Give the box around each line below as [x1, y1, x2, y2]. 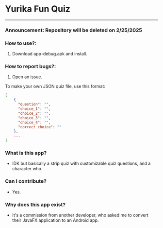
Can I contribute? [5, 178, 47, 185]
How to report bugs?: [5, 63, 56, 70]
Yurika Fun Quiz [5, 3, 70, 15]
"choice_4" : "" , [17, 120, 51, 125]
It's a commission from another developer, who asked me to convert [12, 212, 149, 218]
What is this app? [5, 150, 47, 156]
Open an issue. [12, 74, 43, 80]
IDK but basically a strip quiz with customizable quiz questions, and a [12, 160, 151, 166]
